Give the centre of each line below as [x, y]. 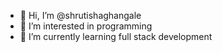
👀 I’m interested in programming [86, 26]
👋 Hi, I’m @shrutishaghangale [80, 15]
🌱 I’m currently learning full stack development [116, 36]
